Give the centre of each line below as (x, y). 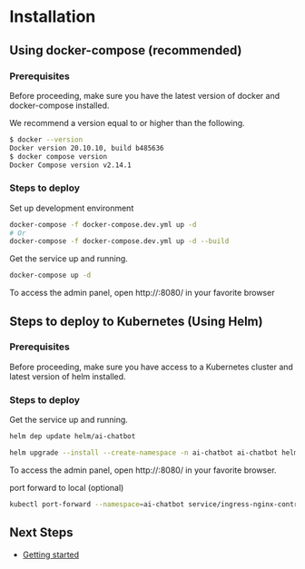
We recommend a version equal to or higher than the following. (127, 123)
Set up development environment (72, 208)
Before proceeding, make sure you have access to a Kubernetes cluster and (151, 367)
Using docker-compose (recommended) (126, 50)
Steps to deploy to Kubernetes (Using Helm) (136, 321)
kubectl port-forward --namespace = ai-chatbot (97, 504)
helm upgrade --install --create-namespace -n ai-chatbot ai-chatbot (144, 453)
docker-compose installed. (59, 105)
